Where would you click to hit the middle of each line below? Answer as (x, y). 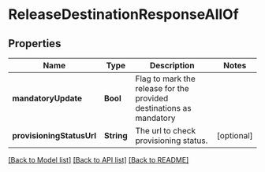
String (116, 135)
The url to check (165, 131)
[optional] (235, 135)
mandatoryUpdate (47, 98)
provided (152, 98)
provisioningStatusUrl (54, 135)
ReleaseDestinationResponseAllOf (123, 15)
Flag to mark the (165, 79)
